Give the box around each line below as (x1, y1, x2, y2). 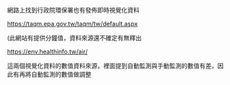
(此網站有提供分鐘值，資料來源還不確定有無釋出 (7, 34, 142, 42)
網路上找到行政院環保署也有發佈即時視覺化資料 (7, 6, 139, 14)
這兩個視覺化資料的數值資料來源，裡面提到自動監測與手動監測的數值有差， (7, 62, 218, 70)
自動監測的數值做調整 (30, 71, 91, 78)
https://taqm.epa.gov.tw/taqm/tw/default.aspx (7, 20, 138, 27)
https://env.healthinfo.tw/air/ (7, 47, 88, 56)
